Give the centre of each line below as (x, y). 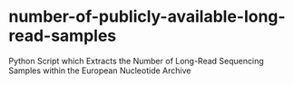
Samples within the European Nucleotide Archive (100, 71)
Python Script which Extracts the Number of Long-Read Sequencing (136, 61)
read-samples (63, 36)
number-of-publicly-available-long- (147, 17)
